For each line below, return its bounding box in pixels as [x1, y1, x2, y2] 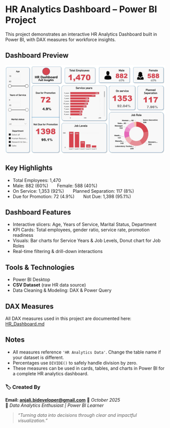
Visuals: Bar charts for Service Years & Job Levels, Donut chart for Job [12, 237, 161, 244]
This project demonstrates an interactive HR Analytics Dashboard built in [5, 31, 157, 37]
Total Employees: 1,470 [12, 177, 61, 183]
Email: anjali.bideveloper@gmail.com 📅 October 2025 [5, 397, 120, 403]
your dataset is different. [12, 354, 64, 361]
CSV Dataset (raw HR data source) [12, 282, 86, 288]
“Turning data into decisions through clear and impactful [17, 412, 137, 418]
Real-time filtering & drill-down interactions [12, 248, 103, 255]
